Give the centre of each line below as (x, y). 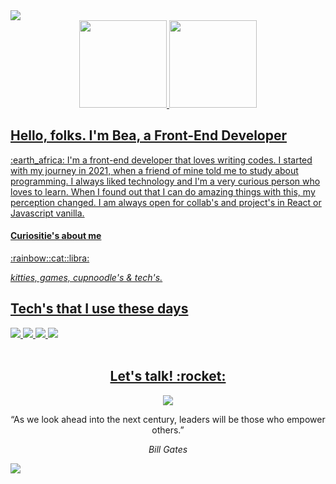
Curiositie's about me (56, 236)
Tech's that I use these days (99, 309)
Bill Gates (168, 449)
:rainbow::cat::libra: (50, 258)
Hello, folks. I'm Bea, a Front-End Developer (149, 135)
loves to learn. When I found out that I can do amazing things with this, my (163, 191)
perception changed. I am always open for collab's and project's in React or (166, 202)
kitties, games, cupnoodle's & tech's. (86, 278)
